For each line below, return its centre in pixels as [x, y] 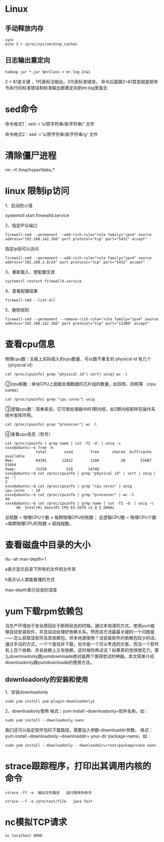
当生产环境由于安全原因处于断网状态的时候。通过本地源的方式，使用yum [78, 626]
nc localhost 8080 [24, 836]
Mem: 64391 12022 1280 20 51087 [78, 460]
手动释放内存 [24, 28]
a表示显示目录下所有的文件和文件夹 [41, 569]
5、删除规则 [17, 310]
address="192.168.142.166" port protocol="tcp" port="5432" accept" [76, 239]
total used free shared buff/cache [94, 452]
